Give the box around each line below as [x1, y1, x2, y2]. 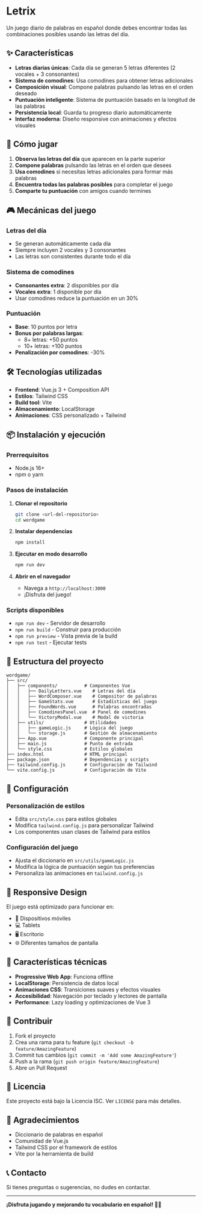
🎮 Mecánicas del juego [6, 205, 96, 215]
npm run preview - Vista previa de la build [14, 633, 118, 640]
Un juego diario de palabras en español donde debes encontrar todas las [6, 24, 188, 31]
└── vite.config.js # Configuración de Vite [6, 767, 147, 774]
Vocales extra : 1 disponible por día [14, 288, 102, 295]
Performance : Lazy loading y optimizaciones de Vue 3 [14, 998, 151, 1006]
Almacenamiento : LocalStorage [14, 405, 95, 412]
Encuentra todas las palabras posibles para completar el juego [14, 181, 173, 188]
